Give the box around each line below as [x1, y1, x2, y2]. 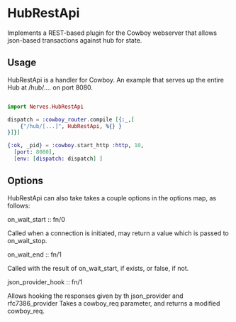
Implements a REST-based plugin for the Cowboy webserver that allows [7, 28, 218, 37]
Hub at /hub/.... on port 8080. [7, 83, 94, 92]
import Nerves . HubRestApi [7, 103, 84, 110]
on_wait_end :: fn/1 [7, 250, 62, 259]
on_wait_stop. [7, 236, 47, 245]
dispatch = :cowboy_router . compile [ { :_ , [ [7, 116, 135, 123]
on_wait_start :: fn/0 [7, 215, 65, 223]
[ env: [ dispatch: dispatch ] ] [13, 155, 103, 162]
